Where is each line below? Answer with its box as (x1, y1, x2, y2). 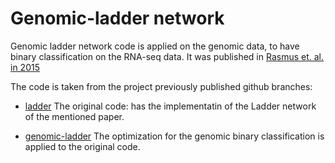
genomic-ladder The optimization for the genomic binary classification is (24, 130, 325, 142)
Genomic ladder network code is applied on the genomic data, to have (10, 40, 300, 52)
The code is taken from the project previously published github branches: (10, 80, 313, 92)
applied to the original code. (24, 140, 141, 152)
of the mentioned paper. (24, 110, 125, 122)
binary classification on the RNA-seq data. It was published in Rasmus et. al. (10, 50, 325, 62)
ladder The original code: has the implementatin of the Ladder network (24, 100, 317, 112)
